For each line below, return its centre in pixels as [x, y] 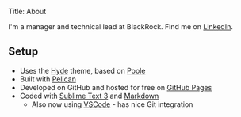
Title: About [27, 11]
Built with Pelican [48, 79]
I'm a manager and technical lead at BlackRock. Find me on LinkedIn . [121, 26]
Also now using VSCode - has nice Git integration [112, 104]
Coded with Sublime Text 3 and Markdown [89, 96]
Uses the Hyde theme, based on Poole [82, 70]
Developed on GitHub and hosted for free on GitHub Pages [116, 87]
